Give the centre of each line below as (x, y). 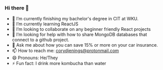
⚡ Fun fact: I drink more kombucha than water (59, 64)
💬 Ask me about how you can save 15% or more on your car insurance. (85, 45)
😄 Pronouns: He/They (35, 58)
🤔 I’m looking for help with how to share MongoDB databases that (79, 35)
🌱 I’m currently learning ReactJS (45, 24)
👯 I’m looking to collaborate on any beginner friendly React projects (81, 29)
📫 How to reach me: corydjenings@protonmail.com (65, 51)
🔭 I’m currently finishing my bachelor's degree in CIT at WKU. (75, 19)
